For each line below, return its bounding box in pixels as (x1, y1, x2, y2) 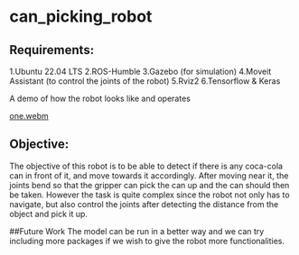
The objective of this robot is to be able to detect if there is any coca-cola (9, 160, 283, 171)
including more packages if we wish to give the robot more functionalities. (9, 235, 285, 246)
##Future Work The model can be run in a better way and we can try (9, 225, 265, 236)
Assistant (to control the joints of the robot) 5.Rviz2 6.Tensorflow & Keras (9, 76, 281, 87)
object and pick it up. (9, 208, 89, 219)
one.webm (9, 111, 50, 121)
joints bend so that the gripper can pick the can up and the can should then (9, 179, 290, 190)
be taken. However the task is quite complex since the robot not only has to (9, 189, 291, 200)
